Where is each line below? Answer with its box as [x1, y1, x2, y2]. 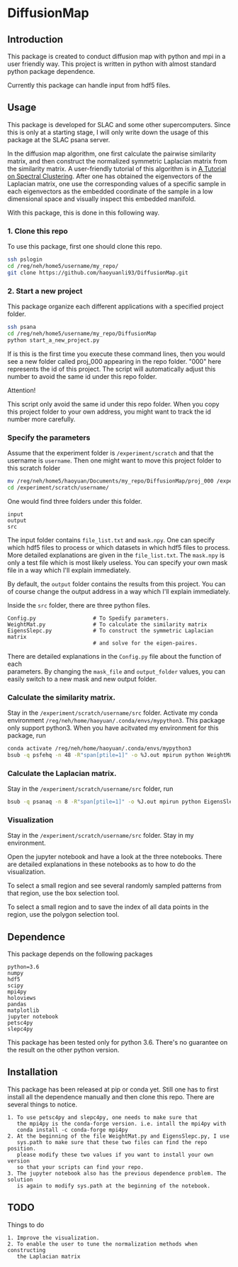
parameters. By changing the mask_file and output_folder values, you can [7, 667, 225, 676]
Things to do [7, 1220, 45, 1229]
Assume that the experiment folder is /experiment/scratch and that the [7, 448, 214, 457]
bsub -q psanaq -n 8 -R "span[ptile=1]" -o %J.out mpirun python [7, 798, 201, 806]
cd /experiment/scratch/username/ [7, 484, 110, 491]
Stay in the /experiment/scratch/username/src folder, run [7, 785, 174, 793]
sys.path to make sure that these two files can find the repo [16, 1138, 208, 1145]
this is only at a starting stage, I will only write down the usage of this [7, 128, 209, 136]
